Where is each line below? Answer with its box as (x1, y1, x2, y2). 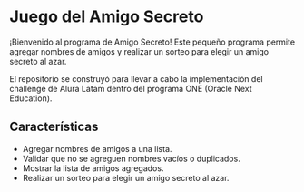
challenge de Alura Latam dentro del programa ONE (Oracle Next (9, 83, 252, 94)
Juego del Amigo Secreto (9, 6, 204, 27)
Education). (9, 93, 53, 104)
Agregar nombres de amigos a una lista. (22, 143, 172, 154)
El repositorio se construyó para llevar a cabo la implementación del (9, 73, 263, 84)
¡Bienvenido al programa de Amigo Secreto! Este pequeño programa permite (9, 36, 296, 47)
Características (9, 119, 99, 135)
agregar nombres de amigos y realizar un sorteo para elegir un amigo (9, 45, 270, 56)
